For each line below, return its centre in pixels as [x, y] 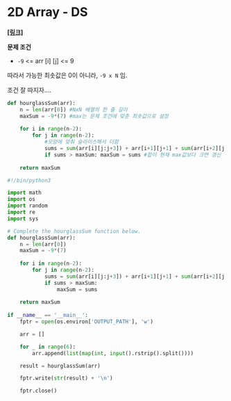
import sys [23, 219]
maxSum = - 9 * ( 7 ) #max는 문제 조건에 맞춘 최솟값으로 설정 [94, 116]
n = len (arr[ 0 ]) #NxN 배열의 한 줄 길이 [74, 109]
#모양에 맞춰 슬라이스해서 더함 [82, 142]
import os [22, 199]
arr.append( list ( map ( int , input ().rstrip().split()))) [113, 353]
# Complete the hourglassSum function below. [74, 231]
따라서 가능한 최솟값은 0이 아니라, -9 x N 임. [67, 75]
